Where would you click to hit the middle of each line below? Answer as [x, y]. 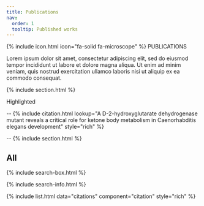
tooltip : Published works [45, 29]
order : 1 [23, 23]
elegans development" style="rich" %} [55, 127]
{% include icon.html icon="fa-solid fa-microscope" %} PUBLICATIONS [96, 47]
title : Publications [33, 12]
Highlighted [21, 102]
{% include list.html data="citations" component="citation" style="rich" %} [101, 196]
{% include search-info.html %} [46, 185]
